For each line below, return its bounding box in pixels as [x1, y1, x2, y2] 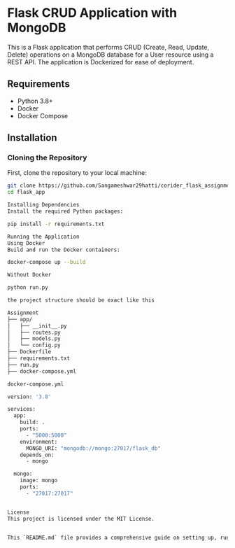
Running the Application [7, 233, 80, 240]
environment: [20, 438, 58, 445]
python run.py [7, 284, 49, 291]
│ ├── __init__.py [7, 322, 68, 330]
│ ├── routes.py [7, 329, 61, 336]
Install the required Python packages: [7, 208, 124, 215]
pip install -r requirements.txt [7, 220, 105, 227]
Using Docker [7, 239, 45, 246]
